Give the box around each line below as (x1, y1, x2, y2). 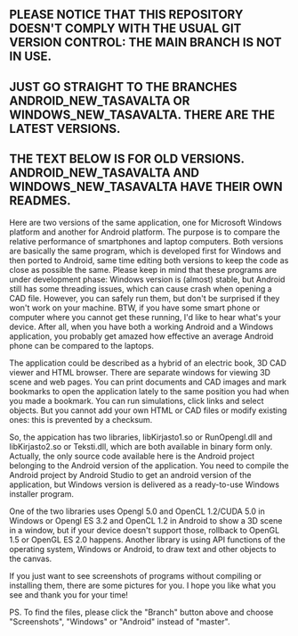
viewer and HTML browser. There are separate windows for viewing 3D (9, 367, 271, 377)
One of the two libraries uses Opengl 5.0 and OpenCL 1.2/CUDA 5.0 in (9, 506, 265, 516)
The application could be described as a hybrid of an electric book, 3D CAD (9, 357, 287, 368)
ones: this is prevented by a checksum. (9, 414, 153, 425)
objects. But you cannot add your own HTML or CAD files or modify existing (9, 405, 287, 416)
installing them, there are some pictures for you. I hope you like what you (9, 580, 276, 591)
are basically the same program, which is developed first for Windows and (9, 245, 282, 256)
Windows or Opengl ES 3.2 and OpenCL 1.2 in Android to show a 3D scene (9, 515, 283, 525)
